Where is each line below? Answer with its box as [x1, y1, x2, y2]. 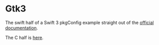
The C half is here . [5, 34, 44, 40]
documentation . [5, 24, 38, 30]
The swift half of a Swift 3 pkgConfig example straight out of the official [5, 19, 154, 25]
